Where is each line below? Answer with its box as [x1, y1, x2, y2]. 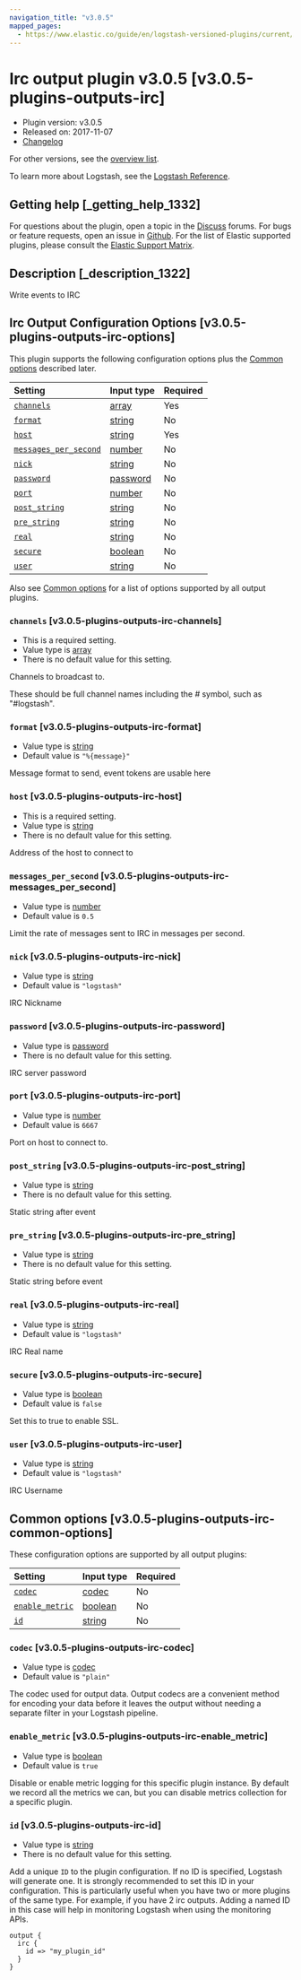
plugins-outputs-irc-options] [9, 329, 176, 345]
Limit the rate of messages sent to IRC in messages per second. [9, 927, 245, 938]
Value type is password [21, 1040, 109, 1051]
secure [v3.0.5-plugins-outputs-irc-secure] [9, 1368, 202, 1381]
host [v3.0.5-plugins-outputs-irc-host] [9, 790, 182, 803]
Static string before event [9, 1276, 103, 1287]
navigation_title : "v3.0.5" [9, 13, 115, 22]
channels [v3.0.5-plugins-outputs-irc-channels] [9, 614, 222, 627]
